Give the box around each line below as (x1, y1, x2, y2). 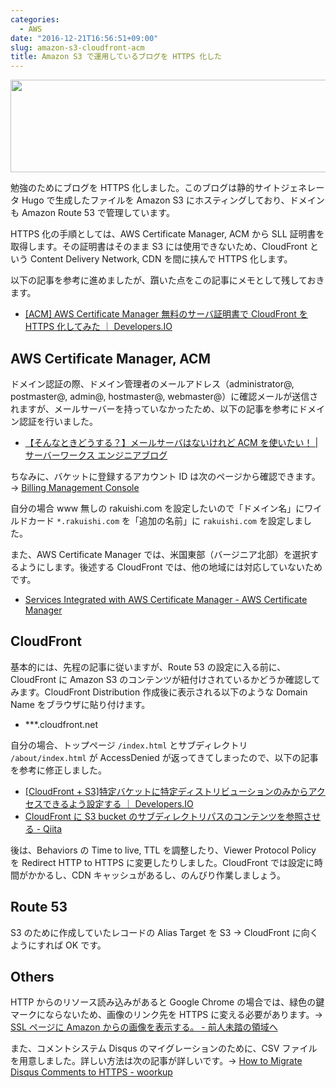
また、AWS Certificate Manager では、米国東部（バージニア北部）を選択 (10, 548, 310, 560)
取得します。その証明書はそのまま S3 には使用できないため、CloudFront (10, 241, 308, 253)
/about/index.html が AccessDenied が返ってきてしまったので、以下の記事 (10, 751, 319, 763)
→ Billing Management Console (10, 481, 140, 493)
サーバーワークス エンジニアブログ (24, 449, 168, 461)
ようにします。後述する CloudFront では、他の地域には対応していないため (18, 561, 323, 573)
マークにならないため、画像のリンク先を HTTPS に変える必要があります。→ (10, 1009, 323, 1021)
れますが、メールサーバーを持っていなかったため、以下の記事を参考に (10, 402, 299, 415)
